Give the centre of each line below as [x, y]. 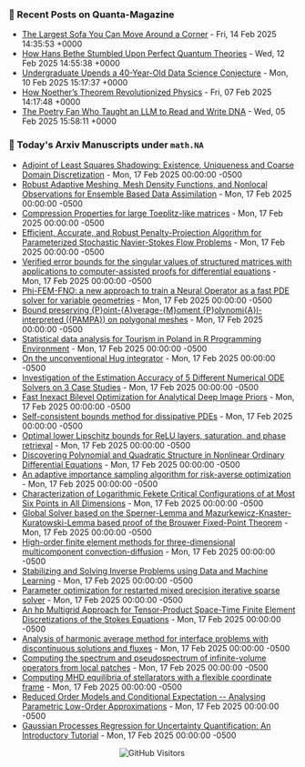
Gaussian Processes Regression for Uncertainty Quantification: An [146, 725]
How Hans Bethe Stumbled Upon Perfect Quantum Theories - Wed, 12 [153, 54]
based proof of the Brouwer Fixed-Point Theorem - [193, 522]
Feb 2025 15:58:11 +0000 [69, 121]
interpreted [43, 319]
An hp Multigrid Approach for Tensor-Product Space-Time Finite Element [158, 610]
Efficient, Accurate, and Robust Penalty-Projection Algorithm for [142, 232]
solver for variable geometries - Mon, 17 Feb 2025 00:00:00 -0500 [147, 300]
